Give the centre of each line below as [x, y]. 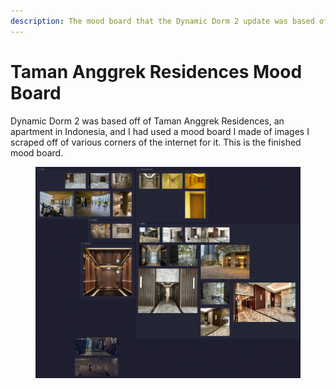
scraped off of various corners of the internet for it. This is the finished [156, 142]
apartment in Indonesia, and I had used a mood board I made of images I [160, 131]
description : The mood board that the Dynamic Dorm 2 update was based [162, 21]
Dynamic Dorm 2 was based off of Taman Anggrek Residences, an [147, 121]
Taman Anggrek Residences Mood [156, 71]
